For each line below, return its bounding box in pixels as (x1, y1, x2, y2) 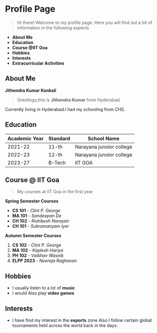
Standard (48, 135, 71, 142)
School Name (87, 135, 120, 142)
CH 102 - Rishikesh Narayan (12, 218, 70, 224)
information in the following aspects (17, 24, 89, 30)
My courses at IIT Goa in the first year (17, 189, 94, 195)
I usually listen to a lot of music (12, 285, 75, 291)
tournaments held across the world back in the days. (12, 323, 118, 328)
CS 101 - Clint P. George (12, 208, 61, 214)
